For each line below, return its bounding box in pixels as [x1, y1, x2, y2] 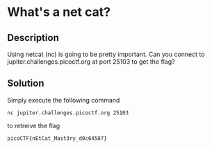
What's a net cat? [7, 4, 111, 20]
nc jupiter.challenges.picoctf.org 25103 [7, 109, 129, 116]
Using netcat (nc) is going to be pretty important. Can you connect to [7, 50, 205, 58]
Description [7, 32, 59, 44]
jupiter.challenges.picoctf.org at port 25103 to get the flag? [7, 58, 175, 66]
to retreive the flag [7, 121, 60, 130]
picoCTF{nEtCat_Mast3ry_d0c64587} [7, 134, 108, 142]
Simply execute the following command [7, 96, 120, 104]
